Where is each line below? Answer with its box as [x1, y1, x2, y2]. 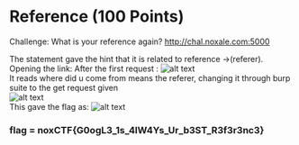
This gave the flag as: [9, 101, 90, 112]
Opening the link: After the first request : [9, 63, 159, 74]
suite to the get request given [9, 82, 119, 93]
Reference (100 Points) [9, 6, 185, 27]
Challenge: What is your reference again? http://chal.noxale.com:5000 [9, 36, 270, 47]
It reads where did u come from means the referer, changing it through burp [9, 72, 291, 83]
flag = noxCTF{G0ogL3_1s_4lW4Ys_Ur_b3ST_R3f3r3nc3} [9, 123, 265, 136]
